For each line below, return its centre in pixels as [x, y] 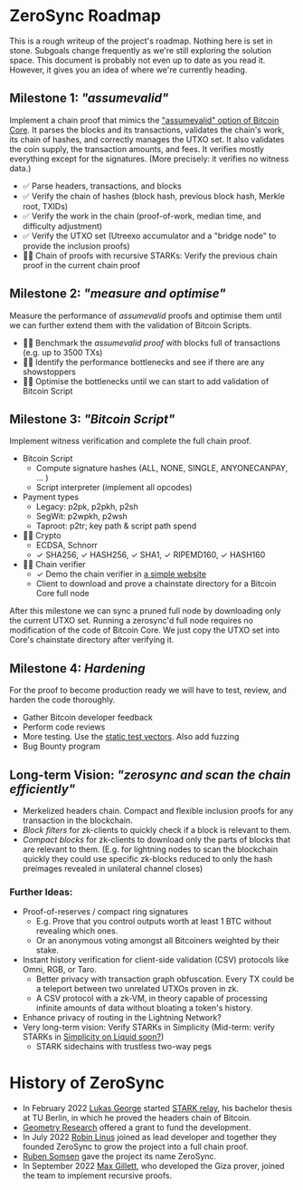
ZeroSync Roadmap [85, 16]
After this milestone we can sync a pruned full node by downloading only [145, 611]
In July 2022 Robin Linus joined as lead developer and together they [150, 1137]
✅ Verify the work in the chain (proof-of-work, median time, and [142, 216]
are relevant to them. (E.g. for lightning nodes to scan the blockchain [150, 849]
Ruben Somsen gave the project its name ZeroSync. [119, 1156]
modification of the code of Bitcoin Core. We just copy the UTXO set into [145, 630]
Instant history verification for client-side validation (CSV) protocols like [156, 960]
